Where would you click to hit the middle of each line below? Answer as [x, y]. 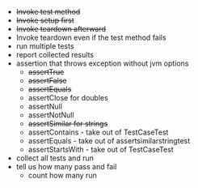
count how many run [62, 175]
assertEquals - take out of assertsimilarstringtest [109, 141]
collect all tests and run [55, 158]
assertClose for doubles [68, 98]
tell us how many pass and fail [66, 167]
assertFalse [47, 81]
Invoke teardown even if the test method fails [91, 37]
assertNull [45, 106]
